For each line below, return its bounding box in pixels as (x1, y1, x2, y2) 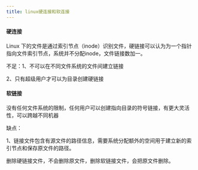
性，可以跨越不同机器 (6, 112, 59, 119)
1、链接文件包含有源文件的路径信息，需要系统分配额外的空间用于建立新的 (6, 137, 187, 144)
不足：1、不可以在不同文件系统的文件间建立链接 (6, 62, 124, 69)
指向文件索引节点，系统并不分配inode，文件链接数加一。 (6, 50, 146, 57)
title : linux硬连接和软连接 (6, 8, 70, 15)
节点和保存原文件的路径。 (11, 144, 75, 152)
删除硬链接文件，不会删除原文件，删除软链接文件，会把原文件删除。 (6, 157, 174, 165)
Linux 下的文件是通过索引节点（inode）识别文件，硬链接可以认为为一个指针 (6, 42, 193, 50)
